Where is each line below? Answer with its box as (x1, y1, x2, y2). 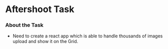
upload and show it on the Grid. (12, 38, 78, 44)
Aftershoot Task (5, 4, 74, 15)
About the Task (5, 22, 44, 29)
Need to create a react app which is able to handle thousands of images (12, 33, 163, 39)
